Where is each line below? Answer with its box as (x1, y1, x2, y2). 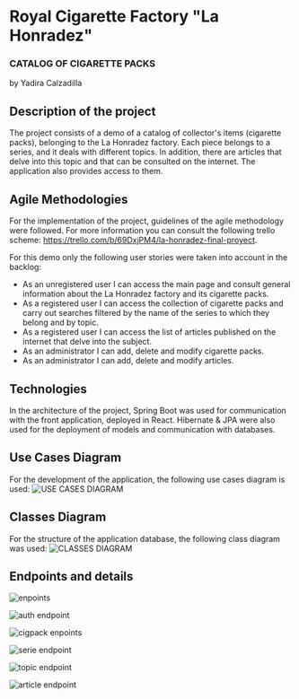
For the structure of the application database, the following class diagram (9, 533, 281, 544)
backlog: (9, 262, 42, 273)
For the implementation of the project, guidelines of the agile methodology (9, 215, 285, 226)
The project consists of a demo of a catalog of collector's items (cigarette (9, 127, 282, 138)
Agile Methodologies (9, 191, 128, 207)
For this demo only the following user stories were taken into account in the (9, 252, 288, 263)
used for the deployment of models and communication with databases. (9, 424, 276, 434)
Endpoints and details (9, 568, 134, 584)
